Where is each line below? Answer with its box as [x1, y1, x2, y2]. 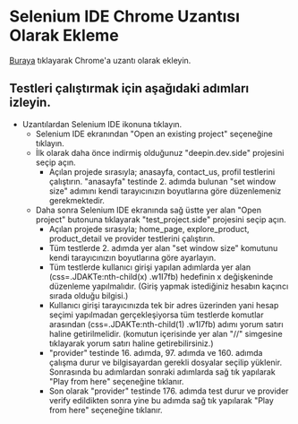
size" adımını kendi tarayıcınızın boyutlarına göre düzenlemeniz [48, 186, 282, 196]
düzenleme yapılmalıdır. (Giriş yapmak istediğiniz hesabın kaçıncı [48, 281, 289, 291]
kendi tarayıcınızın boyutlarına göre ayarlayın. [48, 252, 217, 263]
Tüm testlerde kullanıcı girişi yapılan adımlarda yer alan [48, 262, 251, 273]
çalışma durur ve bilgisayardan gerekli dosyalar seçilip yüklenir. [48, 357, 283, 368]
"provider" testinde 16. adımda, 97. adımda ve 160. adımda [48, 347, 263, 358]
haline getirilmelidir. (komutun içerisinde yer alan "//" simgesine [48, 328, 284, 339]
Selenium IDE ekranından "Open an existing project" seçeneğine [35, 128, 273, 139]
